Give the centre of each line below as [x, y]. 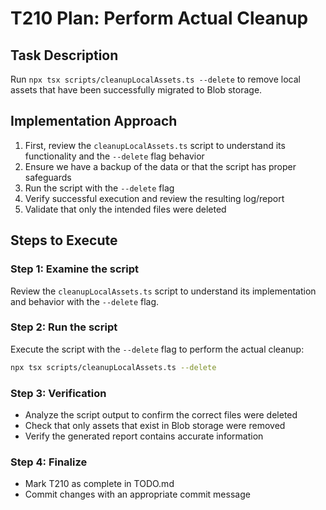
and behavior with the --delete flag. [85, 301]
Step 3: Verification [58, 393]
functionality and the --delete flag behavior [114, 156]
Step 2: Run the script [64, 327]
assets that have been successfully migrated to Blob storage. [136, 90]
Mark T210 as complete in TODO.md [99, 484]
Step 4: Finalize [49, 462]
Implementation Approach [94, 121]
